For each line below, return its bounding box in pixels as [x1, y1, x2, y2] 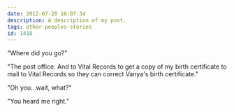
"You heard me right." [7, 97, 70, 106]
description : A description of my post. [7, 17, 127, 24]
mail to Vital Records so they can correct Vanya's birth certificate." [7, 70, 199, 78]
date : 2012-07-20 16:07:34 [7, 10, 86, 17]
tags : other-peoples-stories [7, 23, 92, 30]
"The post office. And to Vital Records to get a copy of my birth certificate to [7, 62, 227, 71]
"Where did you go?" [7, 49, 68, 57]
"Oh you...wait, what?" [7, 83, 72, 92]
